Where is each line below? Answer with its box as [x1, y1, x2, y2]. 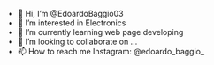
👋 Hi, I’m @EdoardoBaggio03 [17, 9, 124, 18]
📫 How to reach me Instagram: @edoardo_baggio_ [17, 47, 205, 56]
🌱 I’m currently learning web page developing [17, 27, 184, 37]
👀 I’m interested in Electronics [17, 18, 126, 28]
